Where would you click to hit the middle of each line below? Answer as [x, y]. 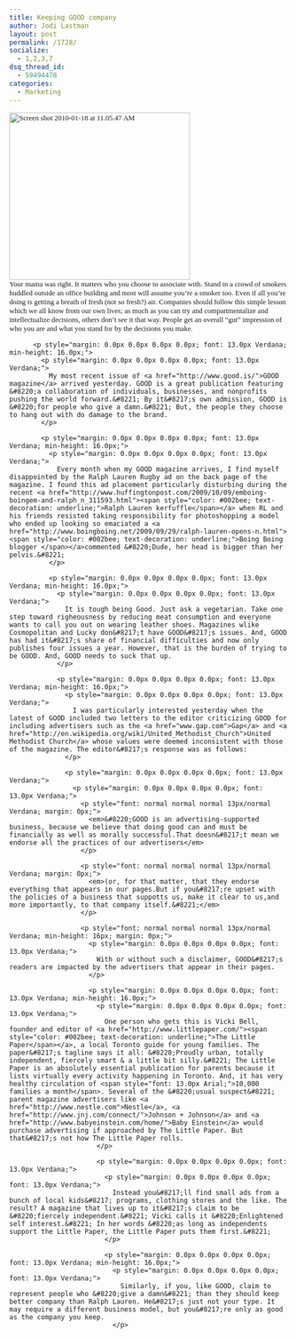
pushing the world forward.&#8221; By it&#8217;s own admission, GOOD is [148, 399]
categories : [31, 84]
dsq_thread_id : [37, 68]
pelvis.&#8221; [37, 555]
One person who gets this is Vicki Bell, [182, 1022]
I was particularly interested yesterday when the [168, 710]
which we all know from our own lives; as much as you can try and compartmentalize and [139, 311]
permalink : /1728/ [43, 42]
